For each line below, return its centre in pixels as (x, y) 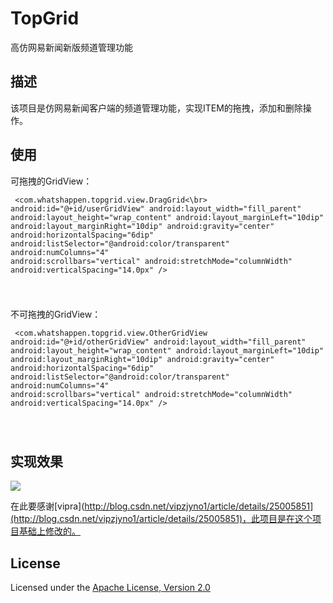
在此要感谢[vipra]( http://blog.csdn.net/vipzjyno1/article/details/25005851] (162, 506)
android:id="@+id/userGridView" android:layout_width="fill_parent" (156, 208)
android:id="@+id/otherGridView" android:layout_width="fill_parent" (158, 342)
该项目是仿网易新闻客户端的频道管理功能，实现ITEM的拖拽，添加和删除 (156, 108)
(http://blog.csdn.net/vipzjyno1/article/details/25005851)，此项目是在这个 (161, 519)
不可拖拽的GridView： (56, 314)
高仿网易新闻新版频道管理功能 (71, 47)
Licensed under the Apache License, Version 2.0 (110, 587)
